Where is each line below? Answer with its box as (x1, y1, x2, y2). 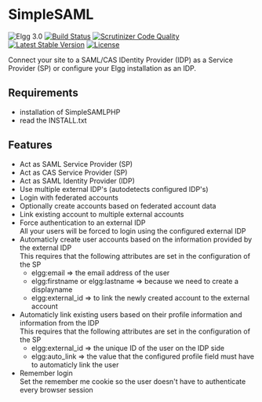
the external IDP (19, 242, 72, 253)
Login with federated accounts (19, 193, 119, 202)
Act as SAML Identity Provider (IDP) (19, 175, 136, 186)
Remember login (19, 368, 73, 378)
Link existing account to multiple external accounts (19, 209, 184, 219)
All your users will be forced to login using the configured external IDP (19, 226, 246, 235)
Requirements (8, 87, 78, 100)
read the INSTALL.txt (19, 116, 88, 125)
